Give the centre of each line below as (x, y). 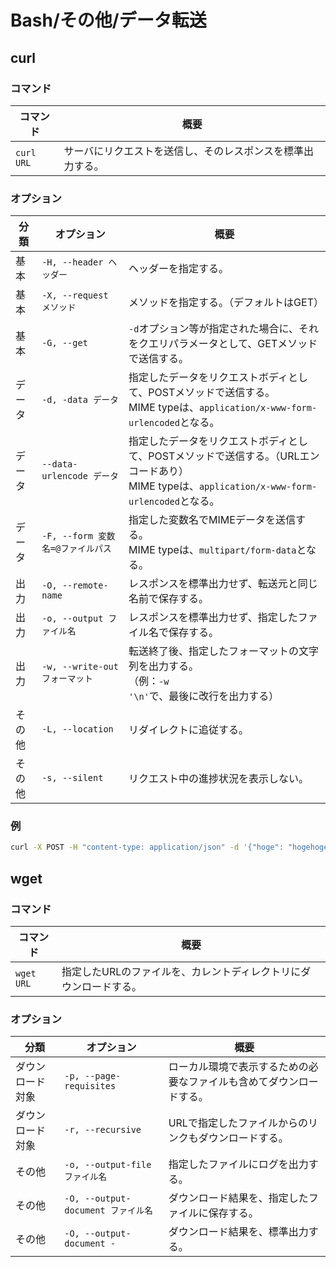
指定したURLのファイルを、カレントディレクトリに (181, 972)
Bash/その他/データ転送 (108, 20)
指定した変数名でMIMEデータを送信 (212, 520)
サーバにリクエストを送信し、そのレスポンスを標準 (183, 151)
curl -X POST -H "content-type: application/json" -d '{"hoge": (147, 847)
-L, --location (77, 729)
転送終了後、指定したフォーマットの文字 (224, 651)
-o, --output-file (108, 1165)
